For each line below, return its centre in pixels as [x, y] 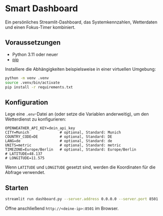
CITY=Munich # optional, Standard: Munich [63, 132]
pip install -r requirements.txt [39, 87]
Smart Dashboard [41, 9]
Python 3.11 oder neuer [35, 54]
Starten [17, 188]
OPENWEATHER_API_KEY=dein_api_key [40, 128]
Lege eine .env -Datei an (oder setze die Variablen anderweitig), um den [77, 114]
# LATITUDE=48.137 [24, 154]
